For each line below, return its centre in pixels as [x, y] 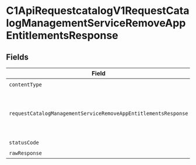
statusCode [24, 142]
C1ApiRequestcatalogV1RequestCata [98, 11]
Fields [17, 57]
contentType [26, 85]
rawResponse [26, 153]
